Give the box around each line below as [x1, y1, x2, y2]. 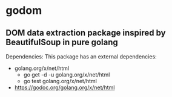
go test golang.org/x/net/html [23, 78, 98, 84]
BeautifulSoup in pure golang [5, 37, 119, 47]
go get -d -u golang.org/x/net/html [23, 71, 110, 78]
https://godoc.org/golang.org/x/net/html [14, 84, 115, 91]
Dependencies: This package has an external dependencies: [5, 53, 157, 60]
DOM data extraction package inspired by [5, 28, 166, 38]
